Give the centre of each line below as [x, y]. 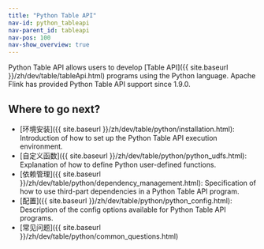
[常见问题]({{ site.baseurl [60, 227]
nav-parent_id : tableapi [49, 30]
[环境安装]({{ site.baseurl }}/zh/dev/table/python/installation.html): [127, 129]
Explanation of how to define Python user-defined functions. [118, 164]
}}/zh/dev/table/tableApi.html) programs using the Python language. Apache [132, 76]
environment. [41, 146]
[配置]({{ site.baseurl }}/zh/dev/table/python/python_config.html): [126, 200]
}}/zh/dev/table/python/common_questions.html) [99, 236]
